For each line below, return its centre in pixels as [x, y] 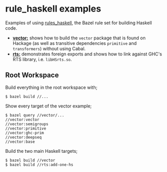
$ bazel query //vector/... [35, 115]
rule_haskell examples [53, 9]
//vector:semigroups [27, 124]
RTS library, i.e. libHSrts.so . [42, 59]
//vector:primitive [26, 128]
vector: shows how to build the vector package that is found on [79, 38]
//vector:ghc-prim [25, 133]
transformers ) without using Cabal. [49, 48]
